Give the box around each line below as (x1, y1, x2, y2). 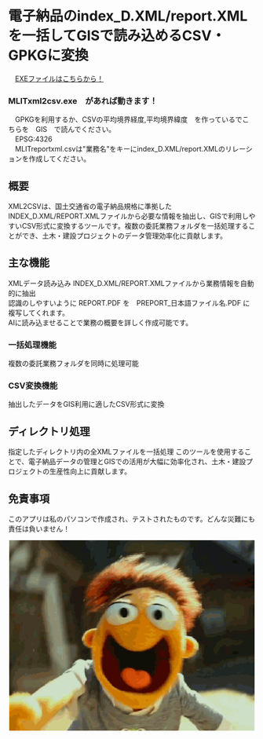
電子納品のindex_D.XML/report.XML (8, 7, 248, 25)
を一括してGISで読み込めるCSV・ (8, 27, 226, 45)
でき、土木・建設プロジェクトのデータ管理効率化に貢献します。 (21, 231, 228, 240)
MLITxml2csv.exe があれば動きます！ (8, 95, 158, 106)
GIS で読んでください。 (35, 125, 116, 134)
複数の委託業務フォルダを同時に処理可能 (8, 359, 139, 368)
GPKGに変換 (8, 46, 89, 64)
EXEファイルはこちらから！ (15, 74, 104, 83)
